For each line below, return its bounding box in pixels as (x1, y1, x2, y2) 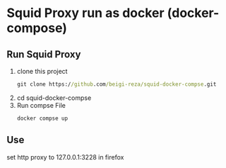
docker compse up (16, 115, 69, 122)
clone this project (16, 67, 68, 75)
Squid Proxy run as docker (6, 5, 165, 21)
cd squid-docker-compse (16, 94, 92, 102)
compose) (6, 20, 68, 36)
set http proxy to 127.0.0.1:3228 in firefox (6, 152, 124, 161)
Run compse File (16, 101, 66, 109)
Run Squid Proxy (6, 48, 81, 60)
